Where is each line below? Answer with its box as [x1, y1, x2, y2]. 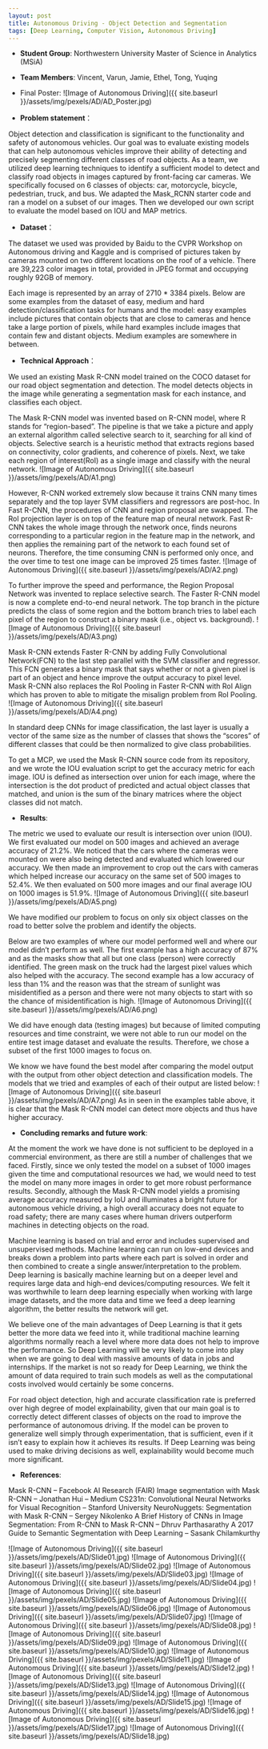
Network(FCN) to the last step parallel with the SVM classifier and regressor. [8, 655, 261, 666]
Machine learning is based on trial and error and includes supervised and [8, 1236, 250, 1246]
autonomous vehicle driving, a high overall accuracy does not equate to [8, 1203, 244, 1213]
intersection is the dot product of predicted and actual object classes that [8, 781, 250, 790]
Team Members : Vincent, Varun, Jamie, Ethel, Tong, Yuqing [19, 73, 218, 83]
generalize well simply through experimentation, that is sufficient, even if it [8, 1429, 254, 1439]
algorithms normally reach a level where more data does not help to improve [8, 1337, 260, 1346]
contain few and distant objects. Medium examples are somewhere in [8, 331, 238, 341]
